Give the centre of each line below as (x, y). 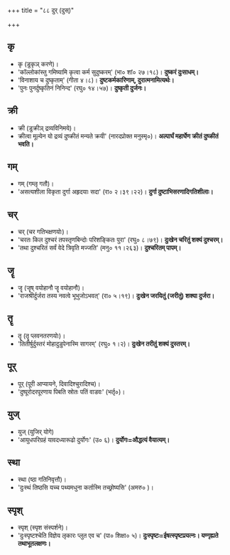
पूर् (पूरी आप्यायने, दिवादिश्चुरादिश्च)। (59, 384)
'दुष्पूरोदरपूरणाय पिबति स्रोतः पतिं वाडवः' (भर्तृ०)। (71, 391)
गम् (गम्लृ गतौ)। (36, 184)
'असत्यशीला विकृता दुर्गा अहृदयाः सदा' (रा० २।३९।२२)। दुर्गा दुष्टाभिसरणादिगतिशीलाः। (115, 192)
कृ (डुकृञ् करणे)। (38, 64)
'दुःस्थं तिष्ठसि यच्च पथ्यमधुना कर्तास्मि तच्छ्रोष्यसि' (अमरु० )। (86, 487)
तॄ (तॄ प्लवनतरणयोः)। (42, 335)
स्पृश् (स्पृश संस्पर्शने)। (43, 528)
